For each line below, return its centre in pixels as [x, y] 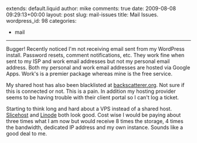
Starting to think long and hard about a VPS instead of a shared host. [89, 109]
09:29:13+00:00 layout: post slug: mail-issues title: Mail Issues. [82, 15]
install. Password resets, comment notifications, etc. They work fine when [95, 55]
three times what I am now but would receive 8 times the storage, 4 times [95, 121]
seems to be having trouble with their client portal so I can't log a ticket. [93, 97]
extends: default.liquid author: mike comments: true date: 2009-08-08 [91, 8]
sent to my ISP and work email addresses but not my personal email [88, 61]
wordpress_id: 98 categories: [41, 21]
